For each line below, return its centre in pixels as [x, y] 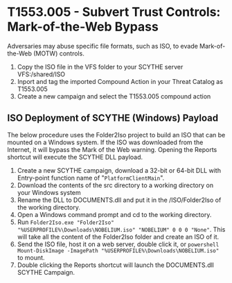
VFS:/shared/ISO [41, 74]
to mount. [31, 257]
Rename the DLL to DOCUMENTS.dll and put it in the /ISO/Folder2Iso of [119, 200]
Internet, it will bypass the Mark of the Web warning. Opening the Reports [112, 149]
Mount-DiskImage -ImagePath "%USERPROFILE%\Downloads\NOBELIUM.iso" [118, 250]
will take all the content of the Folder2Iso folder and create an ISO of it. [118, 237]
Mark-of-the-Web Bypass [83, 27]
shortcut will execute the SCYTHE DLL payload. [75, 157]
